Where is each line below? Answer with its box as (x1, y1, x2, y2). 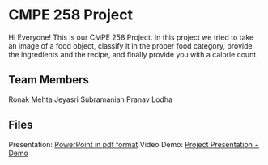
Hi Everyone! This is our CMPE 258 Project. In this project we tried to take (8, 32, 254, 42)
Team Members (8, 73, 89, 87)
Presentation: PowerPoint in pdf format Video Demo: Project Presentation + (8, 139, 260, 149)
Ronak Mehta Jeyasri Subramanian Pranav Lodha (8, 95, 172, 104)
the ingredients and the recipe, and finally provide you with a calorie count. (8, 49, 259, 59)
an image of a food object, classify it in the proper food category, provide (8, 40, 253, 50)
